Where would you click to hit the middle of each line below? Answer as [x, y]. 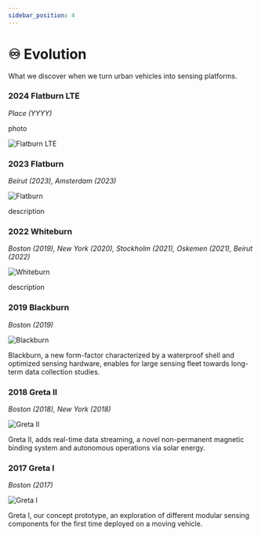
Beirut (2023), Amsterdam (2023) [62, 181]
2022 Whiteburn [40, 232]
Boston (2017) [31, 485]
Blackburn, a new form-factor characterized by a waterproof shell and [121, 355]
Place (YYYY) [30, 113]
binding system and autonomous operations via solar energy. [107, 448]
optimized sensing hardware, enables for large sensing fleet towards [119, 363]
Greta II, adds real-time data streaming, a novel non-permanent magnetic [126, 440]
